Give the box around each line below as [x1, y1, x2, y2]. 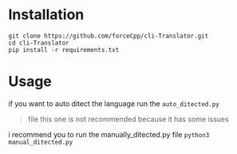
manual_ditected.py [8, 138, 73, 146]
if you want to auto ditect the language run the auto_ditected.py [8, 98, 219, 109]
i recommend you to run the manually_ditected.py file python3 [8, 129, 210, 139]
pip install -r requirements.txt [8, 45, 120, 53]
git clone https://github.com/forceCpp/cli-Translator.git [8, 32, 209, 40]
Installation [8, 6, 85, 24]
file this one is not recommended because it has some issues [27, 114, 229, 124]
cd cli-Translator [8, 38, 69, 47]
